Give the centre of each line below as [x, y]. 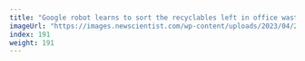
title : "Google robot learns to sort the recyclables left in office [144, 17]
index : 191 [30, 34]
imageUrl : [28, 26]
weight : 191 [32, 43]
